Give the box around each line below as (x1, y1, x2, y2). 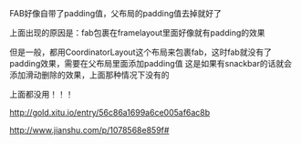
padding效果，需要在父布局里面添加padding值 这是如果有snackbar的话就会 (9, 58, 292, 68)
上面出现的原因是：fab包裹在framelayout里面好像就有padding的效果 (9, 27, 265, 38)
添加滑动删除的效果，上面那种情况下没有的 (9, 69, 170, 80)
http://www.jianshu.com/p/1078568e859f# (9, 125, 170, 135)
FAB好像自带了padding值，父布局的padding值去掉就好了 (9, 8, 222, 18)
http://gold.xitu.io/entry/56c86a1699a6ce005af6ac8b (9, 108, 211, 118)
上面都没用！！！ (9, 89, 74, 99)
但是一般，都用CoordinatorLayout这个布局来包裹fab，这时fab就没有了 (9, 46, 272, 57)
